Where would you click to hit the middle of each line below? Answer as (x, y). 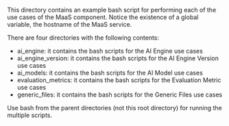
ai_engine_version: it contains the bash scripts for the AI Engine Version (118, 58)
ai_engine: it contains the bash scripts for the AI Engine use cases (110, 51)
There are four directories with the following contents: (83, 38)
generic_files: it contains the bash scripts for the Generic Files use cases (120, 94)
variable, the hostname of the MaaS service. (70, 24)
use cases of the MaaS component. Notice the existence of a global (103, 17)
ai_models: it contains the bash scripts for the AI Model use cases (110, 73)
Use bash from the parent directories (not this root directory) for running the (114, 108)
